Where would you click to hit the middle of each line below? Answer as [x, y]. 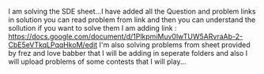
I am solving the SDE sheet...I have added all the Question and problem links [132, 11]
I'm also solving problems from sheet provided [175, 45]
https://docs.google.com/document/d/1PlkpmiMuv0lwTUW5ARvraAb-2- [126, 36]
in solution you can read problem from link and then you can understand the [132, 20]
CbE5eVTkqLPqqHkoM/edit [53, 45]
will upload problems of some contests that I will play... [97, 61]
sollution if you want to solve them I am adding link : [92, 28]
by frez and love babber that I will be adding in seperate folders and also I [128, 53]
